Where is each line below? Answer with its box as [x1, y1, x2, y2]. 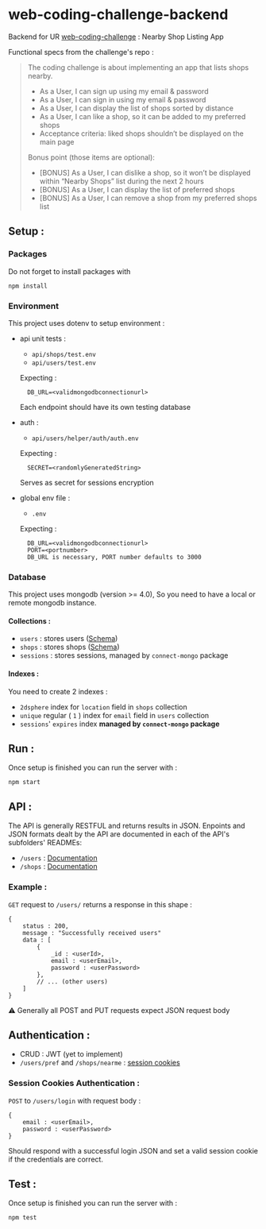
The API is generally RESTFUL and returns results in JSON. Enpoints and [8, 821, 245, 831]
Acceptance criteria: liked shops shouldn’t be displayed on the [39, 129, 244, 138]
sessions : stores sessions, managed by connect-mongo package [19, 651, 229, 660]
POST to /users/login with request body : [8, 1096, 141, 1105]
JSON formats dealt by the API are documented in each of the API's [8, 829, 230, 839]
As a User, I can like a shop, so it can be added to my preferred [39, 111, 246, 121]
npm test [8, 1214, 37, 1222]
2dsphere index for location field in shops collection [19, 701, 188, 712]
